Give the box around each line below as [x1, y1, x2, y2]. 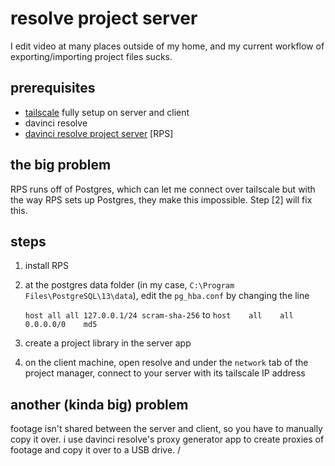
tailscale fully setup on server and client [24, 106, 190, 118]
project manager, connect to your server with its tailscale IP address [24, 367, 306, 379]
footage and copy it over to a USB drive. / [10, 444, 182, 456]
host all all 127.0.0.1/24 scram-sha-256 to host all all [24, 309, 294, 321]
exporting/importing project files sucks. [10, 50, 173, 62]
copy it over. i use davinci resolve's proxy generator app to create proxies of [10, 433, 325, 446]
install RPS [24, 260, 70, 272]
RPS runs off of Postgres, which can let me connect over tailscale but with [10, 183, 316, 195]
